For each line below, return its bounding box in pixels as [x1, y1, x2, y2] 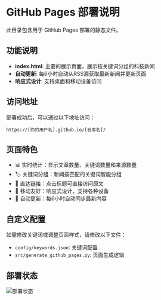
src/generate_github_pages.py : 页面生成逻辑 [14, 252, 125, 259]
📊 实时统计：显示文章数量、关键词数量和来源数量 [14, 161, 137, 169]
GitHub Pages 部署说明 [6, 5, 120, 19]
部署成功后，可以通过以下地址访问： [6, 114, 95, 121]
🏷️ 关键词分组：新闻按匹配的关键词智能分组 [14, 171, 122, 178]
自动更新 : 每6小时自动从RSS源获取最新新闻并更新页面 [14, 70, 147, 77]
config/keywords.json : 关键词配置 [14, 244, 98, 251]
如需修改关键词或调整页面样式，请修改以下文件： [6, 231, 126, 238]
